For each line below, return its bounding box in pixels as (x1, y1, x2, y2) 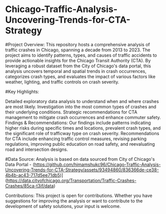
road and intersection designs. (5, 146, 69, 152)
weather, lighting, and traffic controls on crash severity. (5, 79, 119, 85)
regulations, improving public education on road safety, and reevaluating (5, 141, 155, 147)
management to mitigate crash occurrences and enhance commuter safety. (5, 114, 161, 120)
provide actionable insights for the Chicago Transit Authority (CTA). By (5, 57, 151, 63)
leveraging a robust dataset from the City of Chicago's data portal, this (5, 63, 151, 69)
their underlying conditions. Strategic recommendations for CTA (5, 109, 137, 115)
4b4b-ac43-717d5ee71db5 (5, 172, 60, 178)
